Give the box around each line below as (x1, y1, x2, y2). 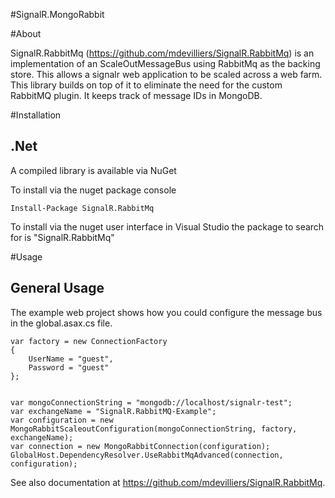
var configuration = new (10, 415, 114, 425)
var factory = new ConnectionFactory (10, 336, 168, 346)
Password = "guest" (28, 362, 110, 373)
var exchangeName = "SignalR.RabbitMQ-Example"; (10, 406, 217, 416)
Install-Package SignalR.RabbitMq (10, 203, 155, 213)
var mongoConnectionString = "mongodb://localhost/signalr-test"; (10, 397, 293, 408)
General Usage (10, 280, 105, 297)
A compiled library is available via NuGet (10, 164, 177, 176)
